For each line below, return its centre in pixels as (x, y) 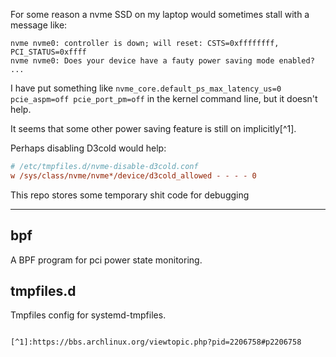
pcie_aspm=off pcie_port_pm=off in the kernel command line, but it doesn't (164, 98)
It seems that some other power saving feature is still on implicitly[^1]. (153, 128)
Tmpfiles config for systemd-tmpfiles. (88, 315)
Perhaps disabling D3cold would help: (88, 148)
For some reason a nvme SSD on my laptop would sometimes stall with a (160, 14)
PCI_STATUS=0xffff (48, 52)
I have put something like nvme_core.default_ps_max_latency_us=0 (146, 88)
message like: (39, 25)
